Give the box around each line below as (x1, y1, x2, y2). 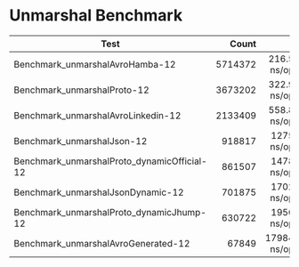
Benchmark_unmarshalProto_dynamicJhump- (13, 206, 207, 218)
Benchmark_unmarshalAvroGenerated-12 (13, 237, 190, 249)
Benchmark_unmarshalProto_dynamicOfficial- (13, 155, 207, 167)
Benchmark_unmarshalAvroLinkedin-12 (13, 109, 182, 121)
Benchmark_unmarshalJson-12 (13, 134, 148, 147)
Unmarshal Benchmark (9, 5, 183, 26)
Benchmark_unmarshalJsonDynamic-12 (13, 186, 184, 198)
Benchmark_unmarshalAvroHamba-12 (13, 58, 176, 70)
